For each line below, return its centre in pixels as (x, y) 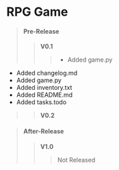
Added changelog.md (47, 73)
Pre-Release (41, 31)
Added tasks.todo (41, 102)
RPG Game (37, 12)
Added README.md (44, 95)
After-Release (43, 131)
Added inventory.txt (44, 88)
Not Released (76, 160)
